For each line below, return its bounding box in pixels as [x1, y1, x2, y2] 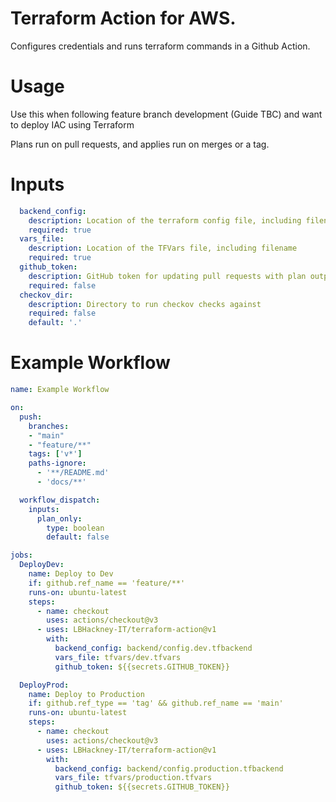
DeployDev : [19, 560, 65, 570]
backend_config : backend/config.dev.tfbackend [54, 643, 253, 653]
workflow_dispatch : [19, 495, 101, 505]
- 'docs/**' [36, 477, 87, 487]
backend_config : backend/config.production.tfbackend [54, 763, 284, 774]
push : [19, 412, 43, 422]
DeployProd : [19, 680, 70, 690]
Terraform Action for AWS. [10, 7, 237, 30]
